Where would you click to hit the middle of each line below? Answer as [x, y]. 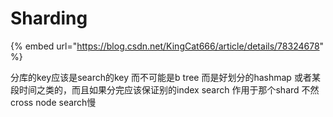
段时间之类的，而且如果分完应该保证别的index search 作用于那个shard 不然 [165, 89]
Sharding [49, 18]
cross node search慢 [53, 102]
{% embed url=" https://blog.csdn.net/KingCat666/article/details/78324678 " [167, 46]
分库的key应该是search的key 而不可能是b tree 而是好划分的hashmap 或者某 [165, 77]
